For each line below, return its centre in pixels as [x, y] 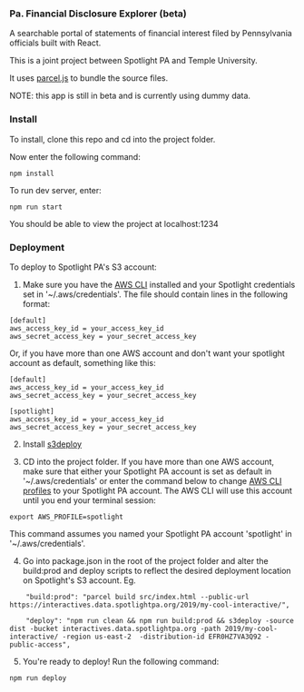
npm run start [36, 207]
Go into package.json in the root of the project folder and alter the [146, 560]
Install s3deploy [52, 444]
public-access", [40, 644]
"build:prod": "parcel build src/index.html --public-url [137, 597]
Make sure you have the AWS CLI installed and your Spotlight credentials [159, 284]
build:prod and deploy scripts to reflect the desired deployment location [157, 570]
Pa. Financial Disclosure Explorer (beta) [98, 14]
